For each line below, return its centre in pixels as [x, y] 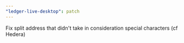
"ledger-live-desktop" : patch [43, 11]
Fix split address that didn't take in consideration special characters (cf [92, 28]
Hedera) [16, 34]
